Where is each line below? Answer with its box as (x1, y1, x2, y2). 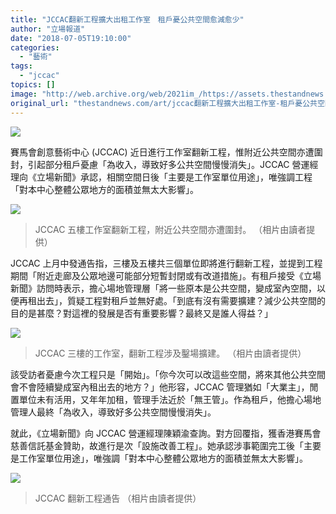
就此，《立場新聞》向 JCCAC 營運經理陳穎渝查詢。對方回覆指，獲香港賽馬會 (10, 427, 322, 439)
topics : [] (10, 80, 56, 90)
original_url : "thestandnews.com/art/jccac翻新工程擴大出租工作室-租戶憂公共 (10, 98, 318, 108)
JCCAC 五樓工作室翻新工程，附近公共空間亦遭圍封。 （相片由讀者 (34, 223, 307, 235)
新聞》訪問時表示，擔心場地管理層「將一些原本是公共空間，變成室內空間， (10, 282, 317, 294)
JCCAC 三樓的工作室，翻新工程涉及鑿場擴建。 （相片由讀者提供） (34, 347, 307, 359)
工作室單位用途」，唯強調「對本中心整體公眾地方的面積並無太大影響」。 (18, 452, 308, 464)
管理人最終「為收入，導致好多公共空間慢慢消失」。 (10, 406, 217, 418)
